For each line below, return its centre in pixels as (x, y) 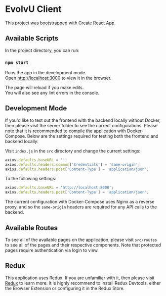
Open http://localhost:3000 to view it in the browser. (58, 78)
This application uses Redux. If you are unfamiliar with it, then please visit (80, 278)
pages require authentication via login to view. (52, 250)
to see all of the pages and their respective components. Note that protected (83, 245)
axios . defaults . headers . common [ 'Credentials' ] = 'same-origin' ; (73, 164)
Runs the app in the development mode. (46, 73)
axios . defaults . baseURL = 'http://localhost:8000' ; (59, 188)
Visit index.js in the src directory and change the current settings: (73, 151)
